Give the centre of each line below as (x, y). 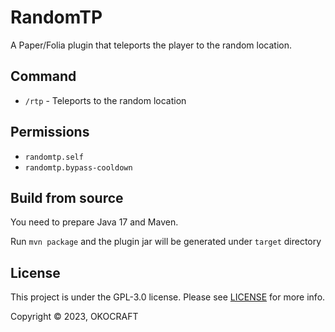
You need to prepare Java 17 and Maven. (94, 222)
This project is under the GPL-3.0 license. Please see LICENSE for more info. (168, 297)
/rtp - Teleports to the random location (105, 100)
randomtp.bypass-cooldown (78, 167)
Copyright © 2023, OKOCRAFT (74, 317)
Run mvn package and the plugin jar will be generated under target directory (166, 242)
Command (43, 76)
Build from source (67, 197)
